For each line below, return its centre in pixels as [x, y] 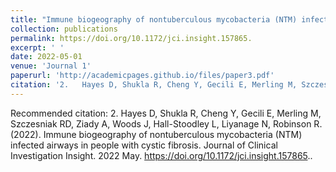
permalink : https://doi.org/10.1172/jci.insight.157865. [131, 38]
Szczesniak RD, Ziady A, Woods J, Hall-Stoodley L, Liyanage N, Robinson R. [166, 123]
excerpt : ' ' [37, 47]
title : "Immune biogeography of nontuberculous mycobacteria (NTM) [154, 19]
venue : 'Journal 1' [51, 66]
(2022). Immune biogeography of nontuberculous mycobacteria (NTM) [156, 134]
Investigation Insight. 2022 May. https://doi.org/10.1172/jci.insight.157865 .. [161, 155]
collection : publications [64, 29]
